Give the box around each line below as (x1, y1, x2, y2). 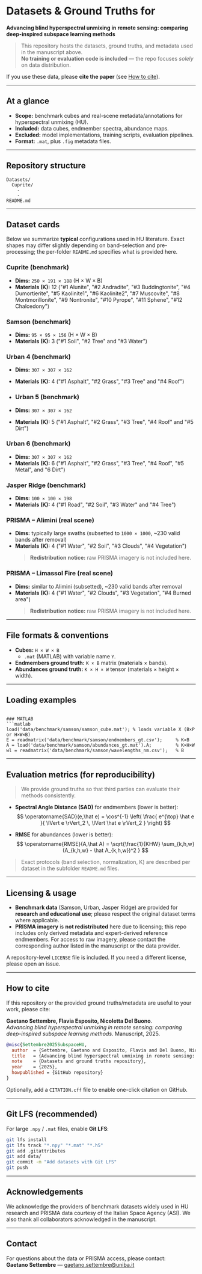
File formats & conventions (6, 630, 109, 641)
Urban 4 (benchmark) (6, 352, 71, 361)
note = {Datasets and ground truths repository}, (11, 1058, 147, 1065)
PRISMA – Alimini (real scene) (6, 516, 94, 524)
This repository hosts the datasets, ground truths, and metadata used (20, 42, 194, 49)
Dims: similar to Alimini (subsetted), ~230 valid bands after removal (14, 583, 182, 590)
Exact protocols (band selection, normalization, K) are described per (20, 859, 191, 866)
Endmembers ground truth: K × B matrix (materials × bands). (14, 659, 168, 666)
